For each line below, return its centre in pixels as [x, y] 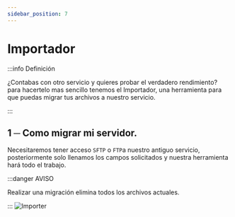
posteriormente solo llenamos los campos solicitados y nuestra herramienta [118, 158]
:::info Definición [31, 69]
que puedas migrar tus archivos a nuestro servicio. [81, 97]
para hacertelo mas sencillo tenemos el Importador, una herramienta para [115, 90]
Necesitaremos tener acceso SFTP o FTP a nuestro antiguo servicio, [104, 150]
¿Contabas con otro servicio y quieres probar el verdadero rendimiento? [113, 82]
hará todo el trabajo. [37, 165]
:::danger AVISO [31, 179]
